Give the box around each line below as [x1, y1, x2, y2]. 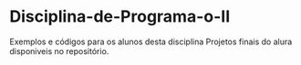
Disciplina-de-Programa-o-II [9, 6, 231, 27]
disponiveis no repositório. [9, 45, 109, 56]
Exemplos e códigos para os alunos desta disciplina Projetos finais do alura [9, 36, 293, 47]
